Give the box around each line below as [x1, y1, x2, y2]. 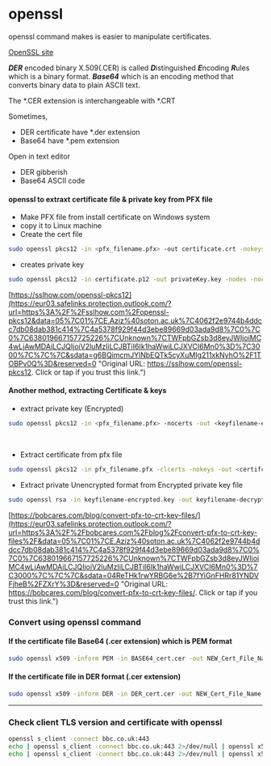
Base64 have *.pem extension [19, 135, 119, 146]
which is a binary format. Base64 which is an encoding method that [8, 71, 234, 81]
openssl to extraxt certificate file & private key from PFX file [8, 194, 214, 204]
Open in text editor [8, 151, 71, 161]
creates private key [19, 260, 85, 269]
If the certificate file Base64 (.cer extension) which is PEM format [8, 637, 232, 646]
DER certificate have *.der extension [19, 127, 140, 137]
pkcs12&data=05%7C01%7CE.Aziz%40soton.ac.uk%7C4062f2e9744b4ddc [8, 315, 262, 325]
